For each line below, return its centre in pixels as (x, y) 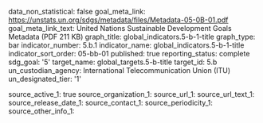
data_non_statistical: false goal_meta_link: (77, 12)
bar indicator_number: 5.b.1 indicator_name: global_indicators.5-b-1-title (126, 45)
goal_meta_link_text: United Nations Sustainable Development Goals (120, 28)
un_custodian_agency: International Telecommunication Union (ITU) (120, 70)
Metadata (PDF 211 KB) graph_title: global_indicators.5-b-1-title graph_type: (132, 37)
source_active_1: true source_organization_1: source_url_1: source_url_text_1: (131, 94)
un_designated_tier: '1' (45, 79)
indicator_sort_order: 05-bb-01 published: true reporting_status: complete (129, 54)
